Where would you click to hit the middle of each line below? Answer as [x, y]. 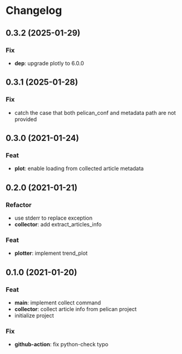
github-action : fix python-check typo [61, 344]
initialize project [34, 315]
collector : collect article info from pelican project [76, 309]
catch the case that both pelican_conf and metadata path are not [95, 113]
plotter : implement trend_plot [51, 253]
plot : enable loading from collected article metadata [79, 169]
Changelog [34, 11]
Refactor [19, 205]
